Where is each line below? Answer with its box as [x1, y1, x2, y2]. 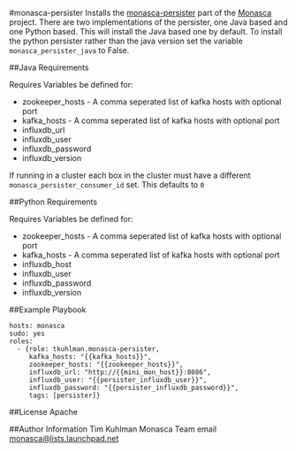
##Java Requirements [9, 62, 89, 73]
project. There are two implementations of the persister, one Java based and [9, 17, 288, 27]
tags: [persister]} [28, 391, 101, 400]
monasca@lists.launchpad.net [9, 433, 119, 443]
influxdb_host [21, 259, 72, 269]
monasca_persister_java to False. [9, 45, 130, 56]
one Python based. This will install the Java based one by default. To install [9, 27, 283, 36]
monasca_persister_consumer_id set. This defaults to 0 [9, 180, 205, 189]
